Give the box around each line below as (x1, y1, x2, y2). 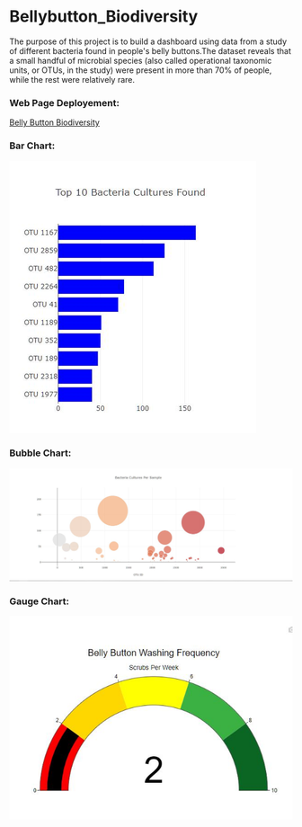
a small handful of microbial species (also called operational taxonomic (9, 55, 272, 66)
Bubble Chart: (9, 447, 72, 459)
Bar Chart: (9, 139, 56, 152)
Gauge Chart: (9, 595, 70, 608)
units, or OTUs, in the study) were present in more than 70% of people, (9, 65, 272, 76)
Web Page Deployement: (9, 96, 120, 109)
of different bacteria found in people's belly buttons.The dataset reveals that (9, 45, 292, 56)
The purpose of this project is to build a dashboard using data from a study (9, 36, 288, 47)
